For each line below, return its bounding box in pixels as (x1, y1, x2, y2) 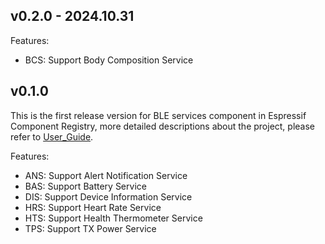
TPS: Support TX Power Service (24, 222, 157, 234)
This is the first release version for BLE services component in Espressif (10, 109, 307, 121)
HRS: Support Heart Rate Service (24, 201, 162, 213)
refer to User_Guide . (10, 130, 94, 143)
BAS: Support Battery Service (24, 180, 147, 192)
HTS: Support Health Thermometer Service (24, 212, 203, 224)
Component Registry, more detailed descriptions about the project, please (10, 120, 316, 132)
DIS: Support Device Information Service (24, 190, 193, 203)
